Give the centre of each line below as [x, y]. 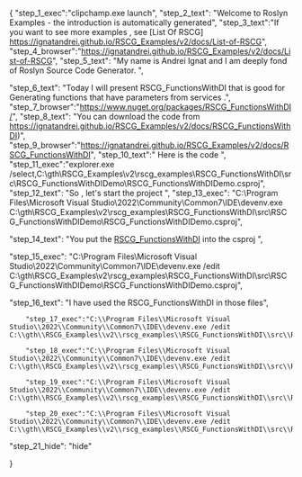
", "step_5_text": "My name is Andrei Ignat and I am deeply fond [170, 61]
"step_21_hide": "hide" [51, 446]
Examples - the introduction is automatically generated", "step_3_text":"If [145, 22]
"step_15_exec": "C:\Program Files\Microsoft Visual [103, 256]
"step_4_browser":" [45, 51]
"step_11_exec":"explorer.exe [62, 164]
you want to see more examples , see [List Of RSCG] [107, 32]
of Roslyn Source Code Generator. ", [76, 70]
